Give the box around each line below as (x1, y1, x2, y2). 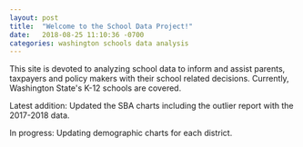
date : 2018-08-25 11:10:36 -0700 (9, 30, 145, 39)
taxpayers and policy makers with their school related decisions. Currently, (9, 73, 289, 84)
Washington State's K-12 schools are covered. (9, 83, 182, 93)
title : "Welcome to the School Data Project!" (9, 22, 194, 31)
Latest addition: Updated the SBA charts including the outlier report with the (9, 101, 294, 112)
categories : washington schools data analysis (9, 38, 189, 48)
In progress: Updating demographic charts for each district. (9, 128, 233, 139)
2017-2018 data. (9, 110, 70, 121)
